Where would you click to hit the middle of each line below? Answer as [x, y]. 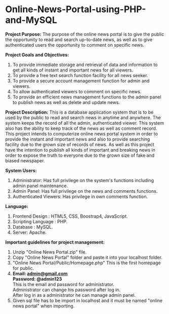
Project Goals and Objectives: [37, 55]
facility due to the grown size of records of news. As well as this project [80, 144]
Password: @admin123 [37, 279]
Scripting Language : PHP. [40, 221]
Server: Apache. [30, 232]
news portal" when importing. [44, 306]
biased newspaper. [25, 160]
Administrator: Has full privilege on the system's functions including [83, 180]
